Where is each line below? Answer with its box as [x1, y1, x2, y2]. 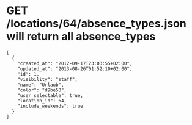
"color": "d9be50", [17, 87, 67, 93]
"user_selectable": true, [17, 92, 84, 98]
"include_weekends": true [17, 103, 84, 109]
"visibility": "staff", [17, 76, 78, 82]
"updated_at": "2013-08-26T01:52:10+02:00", [17, 65, 133, 72]
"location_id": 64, [17, 98, 67, 104]
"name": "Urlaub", [17, 82, 64, 88]
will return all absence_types [6, 30, 156, 43]
